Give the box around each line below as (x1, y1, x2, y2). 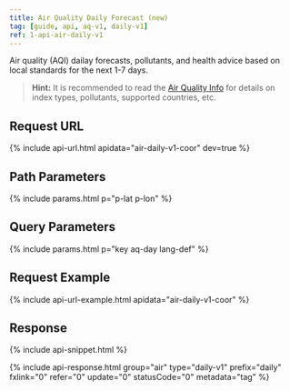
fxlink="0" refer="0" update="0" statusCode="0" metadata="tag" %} (9, 372, 270, 383)
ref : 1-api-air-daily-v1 (9, 30, 104, 39)
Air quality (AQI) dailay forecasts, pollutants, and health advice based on (9, 55, 280, 66)
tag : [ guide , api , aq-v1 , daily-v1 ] (9, 22, 148, 31)
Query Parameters (9, 219, 116, 235)
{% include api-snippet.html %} (9, 345, 128, 356)
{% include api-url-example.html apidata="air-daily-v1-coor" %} (9, 294, 250, 305)
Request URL (9, 118, 85, 134)
